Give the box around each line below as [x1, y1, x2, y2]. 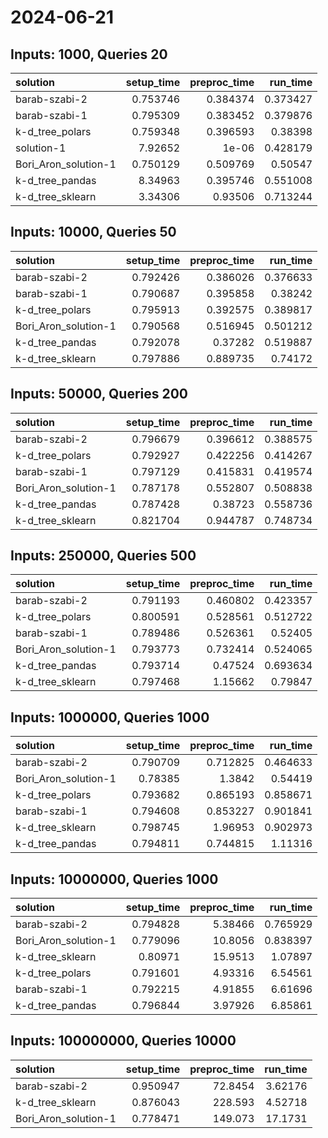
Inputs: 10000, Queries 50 [10, 224, 177, 241]
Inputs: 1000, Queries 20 [10, 46, 168, 63]
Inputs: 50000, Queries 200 [10, 386, 189, 403]
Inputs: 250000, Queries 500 [10, 547, 197, 565]
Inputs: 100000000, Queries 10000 [10, 1032, 237, 1050]
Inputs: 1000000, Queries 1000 [10, 709, 210, 726]
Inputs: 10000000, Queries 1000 [10, 871, 219, 888]
